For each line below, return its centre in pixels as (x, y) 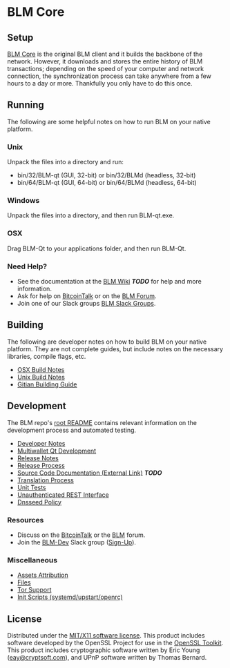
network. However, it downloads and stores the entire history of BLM (105, 61)
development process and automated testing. (72, 430)
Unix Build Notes (41, 377)
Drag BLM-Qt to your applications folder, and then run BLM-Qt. (97, 248)
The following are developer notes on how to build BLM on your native (107, 342)
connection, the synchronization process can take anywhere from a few (109, 76)
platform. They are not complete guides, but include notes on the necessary (115, 348)
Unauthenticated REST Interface (63, 495)
